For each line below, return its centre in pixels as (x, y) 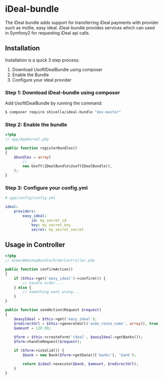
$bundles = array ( (32, 157)
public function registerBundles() (41, 148)
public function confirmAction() (39, 270)
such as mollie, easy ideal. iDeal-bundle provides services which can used (80, 27)
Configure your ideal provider (42, 80)
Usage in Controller (35, 244)
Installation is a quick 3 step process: (42, 60)
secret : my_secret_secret (57, 230)
